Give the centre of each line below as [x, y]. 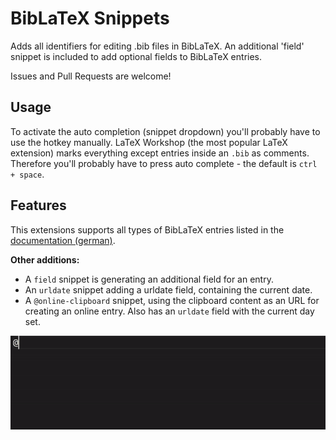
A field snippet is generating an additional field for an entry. [149, 279]
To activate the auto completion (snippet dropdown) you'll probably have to [165, 131]
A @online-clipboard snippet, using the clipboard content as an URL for [172, 300]
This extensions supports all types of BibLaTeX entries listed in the [147, 229]
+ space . [27, 174]
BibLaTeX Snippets [90, 18]
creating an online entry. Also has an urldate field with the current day [169, 311]
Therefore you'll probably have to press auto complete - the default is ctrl [164, 163]
